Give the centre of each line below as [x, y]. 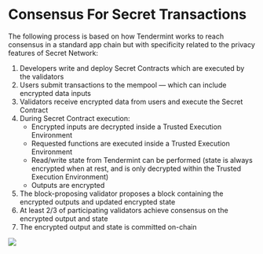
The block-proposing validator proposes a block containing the [121, 193]
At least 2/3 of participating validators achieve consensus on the [124, 210]
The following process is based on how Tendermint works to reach [116, 36]
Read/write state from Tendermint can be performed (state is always [142, 160]
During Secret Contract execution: [75, 118]
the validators [42, 76]
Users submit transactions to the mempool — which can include [123, 85]
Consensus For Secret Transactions [128, 15]
